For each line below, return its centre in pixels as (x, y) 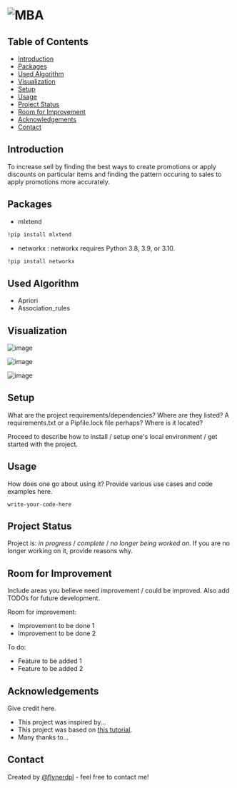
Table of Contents (48, 42)
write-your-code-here (40, 504)
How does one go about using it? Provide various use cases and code (110, 484)
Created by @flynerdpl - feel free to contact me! (78, 777)
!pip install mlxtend (40, 234)
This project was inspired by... (62, 722)
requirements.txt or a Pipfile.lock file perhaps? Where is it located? (105, 423)
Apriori (28, 300)
